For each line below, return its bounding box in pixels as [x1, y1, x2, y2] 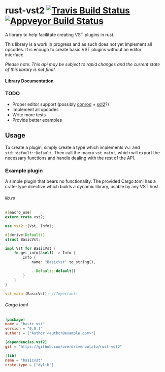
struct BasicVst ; [5, 237, 41, 242]
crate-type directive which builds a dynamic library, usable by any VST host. [5, 183, 160, 189]
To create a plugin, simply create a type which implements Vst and [5, 144, 140, 150]
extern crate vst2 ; [5, 215, 45, 220]
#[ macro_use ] [5, 210, 32, 215]
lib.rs [5, 195, 16, 201]
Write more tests [12, 111, 46, 118]
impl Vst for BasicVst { [5, 246, 56, 251]
